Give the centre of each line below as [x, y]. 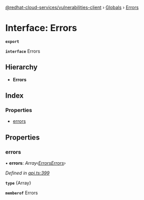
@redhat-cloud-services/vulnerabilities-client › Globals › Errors [72, 7]
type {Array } [18, 183]
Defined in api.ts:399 [27, 173]
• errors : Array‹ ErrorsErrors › [36, 163]
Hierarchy [22, 67]
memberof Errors [22, 193]
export [12, 41]
